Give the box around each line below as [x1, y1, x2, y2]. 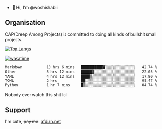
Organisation [5, 18, 45, 27]
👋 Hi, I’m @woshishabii [12, 5, 58, 10]
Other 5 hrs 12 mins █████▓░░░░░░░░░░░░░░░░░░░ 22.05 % [5, 69, 158, 74]
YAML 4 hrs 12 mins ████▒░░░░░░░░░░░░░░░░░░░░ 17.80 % [5, 74, 158, 79]
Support [5, 106, 31, 114]
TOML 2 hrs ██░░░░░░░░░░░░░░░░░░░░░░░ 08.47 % [5, 78, 158, 83]
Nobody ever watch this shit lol [5, 92, 67, 97]
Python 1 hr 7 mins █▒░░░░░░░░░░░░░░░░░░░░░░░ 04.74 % [5, 83, 158, 88]
